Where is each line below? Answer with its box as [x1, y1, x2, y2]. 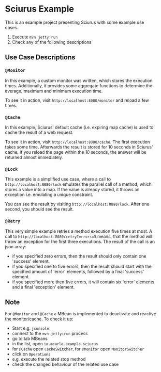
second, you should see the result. [5, 206, 74, 212]
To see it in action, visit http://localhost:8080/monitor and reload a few [5, 97, 149, 103]
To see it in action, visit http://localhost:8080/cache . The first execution [5, 139, 150, 145]
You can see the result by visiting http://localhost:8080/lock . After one [5, 201, 149, 207]
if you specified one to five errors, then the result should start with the [12, 263, 152, 269]
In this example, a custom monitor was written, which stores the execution [5, 78, 153, 83]
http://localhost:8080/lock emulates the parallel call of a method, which [5, 181, 152, 187]
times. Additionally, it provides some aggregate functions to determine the [5, 82, 153, 88]
